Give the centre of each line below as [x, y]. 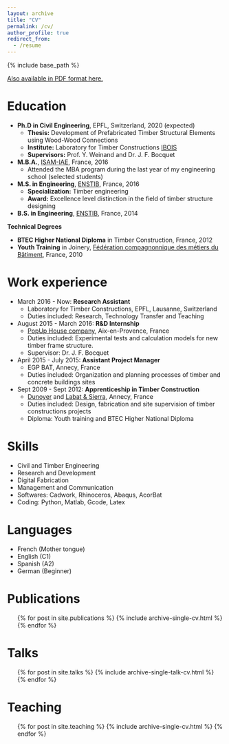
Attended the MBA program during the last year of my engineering [121, 169]
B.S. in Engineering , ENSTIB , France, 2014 [77, 213]
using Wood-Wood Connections [73, 140]
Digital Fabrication [43, 480]
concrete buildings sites [61, 382]
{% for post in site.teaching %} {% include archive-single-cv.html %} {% [120, 726]
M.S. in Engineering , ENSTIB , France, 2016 [78, 184]
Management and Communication [65, 487]
